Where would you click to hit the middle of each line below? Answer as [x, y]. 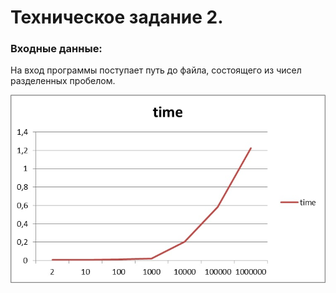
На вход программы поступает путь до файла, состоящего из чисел [156, 70]
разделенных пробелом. [63, 81]
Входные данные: [56, 49]
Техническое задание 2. [117, 17]
